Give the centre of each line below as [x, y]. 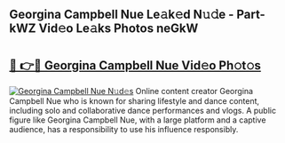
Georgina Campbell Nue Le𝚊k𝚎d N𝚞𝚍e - [122, 15]
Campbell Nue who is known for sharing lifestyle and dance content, [135, 101]
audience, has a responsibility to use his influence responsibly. [124, 129]
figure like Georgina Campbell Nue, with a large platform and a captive [138, 120]
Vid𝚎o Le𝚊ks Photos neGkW [119, 29]
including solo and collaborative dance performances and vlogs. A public [143, 111]
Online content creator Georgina [194, 91]
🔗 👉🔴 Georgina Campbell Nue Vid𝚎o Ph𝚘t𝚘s [135, 65]
